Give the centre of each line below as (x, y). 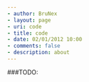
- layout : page (29, 20)
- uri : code (24, 26)
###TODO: (23, 72)
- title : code (28, 33)
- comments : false (34, 46)
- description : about (39, 53)
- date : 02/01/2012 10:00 (44, 40)
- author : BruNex (32, 14)
